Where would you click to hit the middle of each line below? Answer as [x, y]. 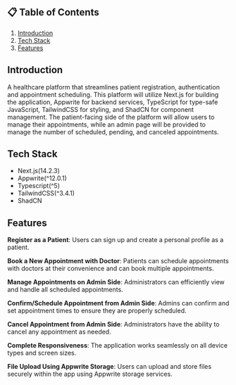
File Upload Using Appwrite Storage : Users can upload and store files [110, 367]
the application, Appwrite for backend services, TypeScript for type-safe [113, 102]
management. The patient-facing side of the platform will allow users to [111, 117]
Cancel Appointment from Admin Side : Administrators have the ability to [113, 324]
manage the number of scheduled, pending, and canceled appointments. [113, 132]
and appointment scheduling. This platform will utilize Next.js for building [113, 94]
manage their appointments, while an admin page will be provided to [107, 124]
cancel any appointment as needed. [59, 332]
